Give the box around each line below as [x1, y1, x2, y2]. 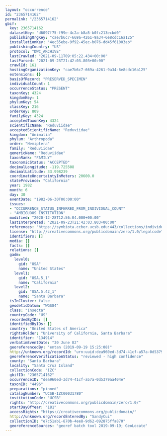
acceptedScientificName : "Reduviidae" [9, 127, 90, 132]
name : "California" [18, 280, 59, 285]
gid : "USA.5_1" [18, 275, 50, 280]
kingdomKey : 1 [9, 95, 39, 100]
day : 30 [9, 192, 26, 197]
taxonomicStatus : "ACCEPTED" [9, 160, 70, 165]
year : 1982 [9, 183, 32, 188]
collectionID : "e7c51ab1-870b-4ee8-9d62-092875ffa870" [9, 419, 126, 424]
